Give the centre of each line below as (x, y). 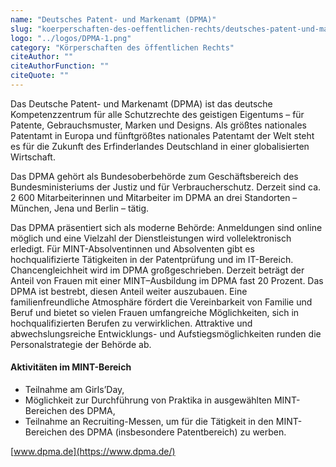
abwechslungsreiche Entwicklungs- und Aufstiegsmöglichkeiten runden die (166, 333)
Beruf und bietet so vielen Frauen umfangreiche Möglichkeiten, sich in (155, 312)
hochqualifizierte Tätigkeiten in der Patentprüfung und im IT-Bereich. (152, 259)
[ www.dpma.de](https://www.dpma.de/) (93, 452)
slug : (21, 29)
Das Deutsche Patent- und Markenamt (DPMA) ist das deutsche (141, 103)
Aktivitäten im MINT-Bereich (71, 367)
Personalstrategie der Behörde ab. (81, 344)
